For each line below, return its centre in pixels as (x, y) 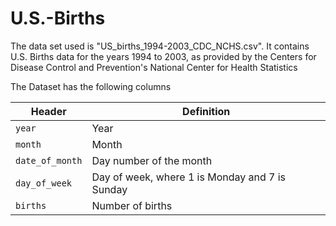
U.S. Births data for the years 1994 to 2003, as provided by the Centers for (163, 56)
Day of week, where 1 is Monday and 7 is (189, 177)
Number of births (132, 205)
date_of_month (49, 160)
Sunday (109, 189)
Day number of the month (152, 160)
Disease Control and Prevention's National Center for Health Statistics (154, 67)
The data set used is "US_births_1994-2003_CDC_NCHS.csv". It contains (160, 46)
